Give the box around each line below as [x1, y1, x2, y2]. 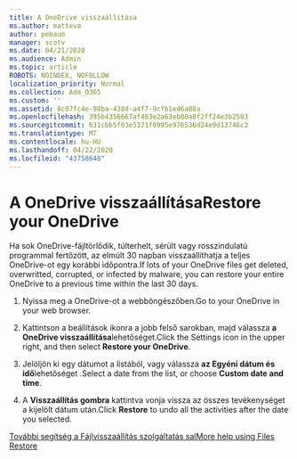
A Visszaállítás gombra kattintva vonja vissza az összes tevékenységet [21, 395, 286, 406]
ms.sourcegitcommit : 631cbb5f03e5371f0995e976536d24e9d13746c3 [9, 121, 249, 130]
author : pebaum [9, 29, 66, 38]
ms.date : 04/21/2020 [9, 46, 86, 55]
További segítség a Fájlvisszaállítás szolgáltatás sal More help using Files [9, 431, 275, 442]
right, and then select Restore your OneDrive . [21, 341, 191, 352]
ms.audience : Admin [9, 54, 82, 63]
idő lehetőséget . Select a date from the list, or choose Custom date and [21, 368, 285, 379]
